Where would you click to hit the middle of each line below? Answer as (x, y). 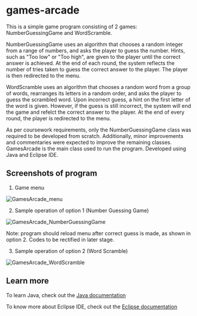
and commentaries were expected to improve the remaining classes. (89, 142)
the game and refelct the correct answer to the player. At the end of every (95, 112)
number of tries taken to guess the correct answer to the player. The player (97, 69)
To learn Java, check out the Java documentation (66, 295)
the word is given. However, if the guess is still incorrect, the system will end (98, 106)
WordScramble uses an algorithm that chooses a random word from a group (98, 87)
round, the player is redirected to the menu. (59, 118)
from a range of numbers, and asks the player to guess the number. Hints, (96, 50)
